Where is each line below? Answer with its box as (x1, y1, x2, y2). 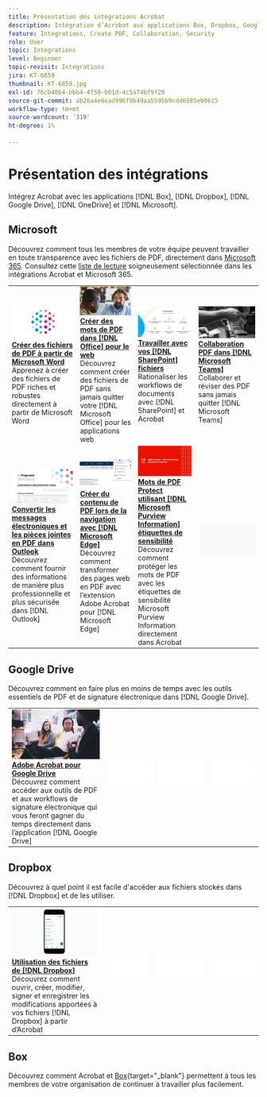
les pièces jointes (11, 530, 72, 539)
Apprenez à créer (11, 365, 69, 375)
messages (11, 513, 47, 523)
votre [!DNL (79, 401, 118, 411)
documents (137, 388, 175, 398)
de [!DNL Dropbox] (11, 965, 75, 975)
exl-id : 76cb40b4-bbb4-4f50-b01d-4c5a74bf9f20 (8, 88, 165, 96)
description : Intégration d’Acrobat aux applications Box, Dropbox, (8, 21, 240, 29)
